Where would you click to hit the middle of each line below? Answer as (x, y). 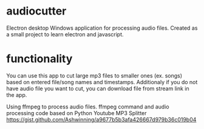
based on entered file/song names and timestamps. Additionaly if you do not (102, 82)
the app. (17, 94)
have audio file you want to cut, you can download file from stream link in (98, 88)
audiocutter (36, 11)
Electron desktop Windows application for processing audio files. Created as (102, 28)
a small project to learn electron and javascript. (65, 34)
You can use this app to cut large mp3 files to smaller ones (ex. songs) (94, 75)
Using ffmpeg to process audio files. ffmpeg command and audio (88, 107)
